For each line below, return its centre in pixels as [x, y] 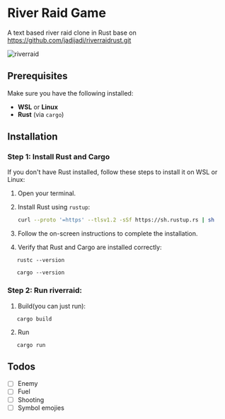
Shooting [31, 400]
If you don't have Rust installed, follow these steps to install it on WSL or [112, 172]
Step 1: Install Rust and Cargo [59, 157]
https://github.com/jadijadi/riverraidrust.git [69, 40]
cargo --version [41, 273]
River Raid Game [57, 13]
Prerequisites [37, 76]
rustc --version [41, 260]
